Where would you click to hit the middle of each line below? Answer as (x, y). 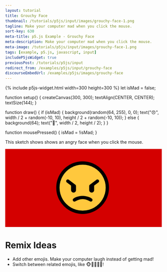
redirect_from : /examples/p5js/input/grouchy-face (59, 68)
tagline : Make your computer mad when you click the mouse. (69, 26)
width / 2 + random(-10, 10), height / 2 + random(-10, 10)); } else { (72, 118)
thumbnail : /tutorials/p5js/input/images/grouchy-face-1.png (70, 21)
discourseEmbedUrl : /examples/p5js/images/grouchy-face (64, 73)
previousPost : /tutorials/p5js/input (44, 63)
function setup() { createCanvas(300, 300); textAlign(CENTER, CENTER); (80, 98)
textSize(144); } (21, 103)
